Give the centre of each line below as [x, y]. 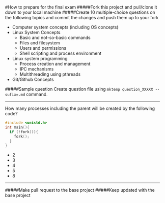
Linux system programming [40, 58]
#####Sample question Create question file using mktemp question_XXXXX [79, 89]
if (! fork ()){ [24, 132]
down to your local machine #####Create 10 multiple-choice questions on [80, 12]
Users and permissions [43, 48]
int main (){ [17, 127]
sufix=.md [15, 95]
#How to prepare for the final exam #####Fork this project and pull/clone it [81, 7]
